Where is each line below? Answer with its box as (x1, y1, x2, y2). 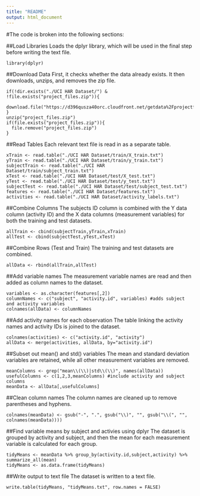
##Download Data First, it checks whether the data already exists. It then (6, 70, 185, 77)
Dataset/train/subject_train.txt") (6, 168, 95, 173)
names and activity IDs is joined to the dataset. (6, 323, 121, 330)
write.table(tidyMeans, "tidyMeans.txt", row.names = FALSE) (6, 484, 161, 490)
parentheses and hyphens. (6, 400, 72, 407)
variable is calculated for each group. (6, 440, 98, 447)
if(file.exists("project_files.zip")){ (6, 120, 105, 126)
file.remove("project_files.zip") (11, 125, 97, 131)
